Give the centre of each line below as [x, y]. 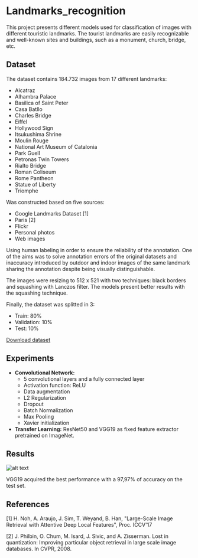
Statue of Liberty [35, 184]
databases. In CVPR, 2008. [39, 549]
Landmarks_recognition [66, 11]
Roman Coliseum [35, 172]
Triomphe [26, 191]
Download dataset [28, 340]
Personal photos [35, 232]
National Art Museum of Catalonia [56, 146]
